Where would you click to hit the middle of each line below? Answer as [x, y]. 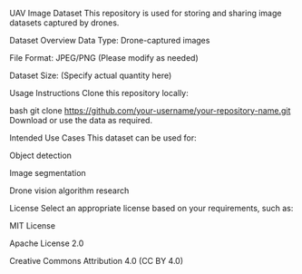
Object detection [41, 155]
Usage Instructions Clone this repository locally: [99, 93]
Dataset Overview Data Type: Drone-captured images [110, 40]
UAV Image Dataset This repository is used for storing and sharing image [146, 13]
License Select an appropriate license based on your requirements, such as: [151, 208]
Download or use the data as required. [81, 120]
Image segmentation [48, 173]
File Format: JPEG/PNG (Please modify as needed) [104, 58]
